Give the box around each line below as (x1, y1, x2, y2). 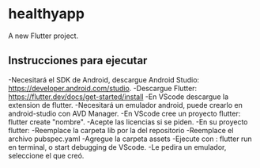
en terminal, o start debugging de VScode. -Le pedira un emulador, (8, 142, 227, 151)
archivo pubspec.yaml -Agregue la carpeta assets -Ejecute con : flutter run (8, 134, 252, 143)
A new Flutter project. (8, 31, 79, 40)
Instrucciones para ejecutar (8, 54, 148, 67)
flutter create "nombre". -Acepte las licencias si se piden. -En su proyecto (8, 116, 248, 127)
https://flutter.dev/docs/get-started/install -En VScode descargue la (8, 92, 229, 101)
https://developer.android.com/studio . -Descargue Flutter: (8, 83, 198, 93)
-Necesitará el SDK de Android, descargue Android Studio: (8, 74, 200, 84)
